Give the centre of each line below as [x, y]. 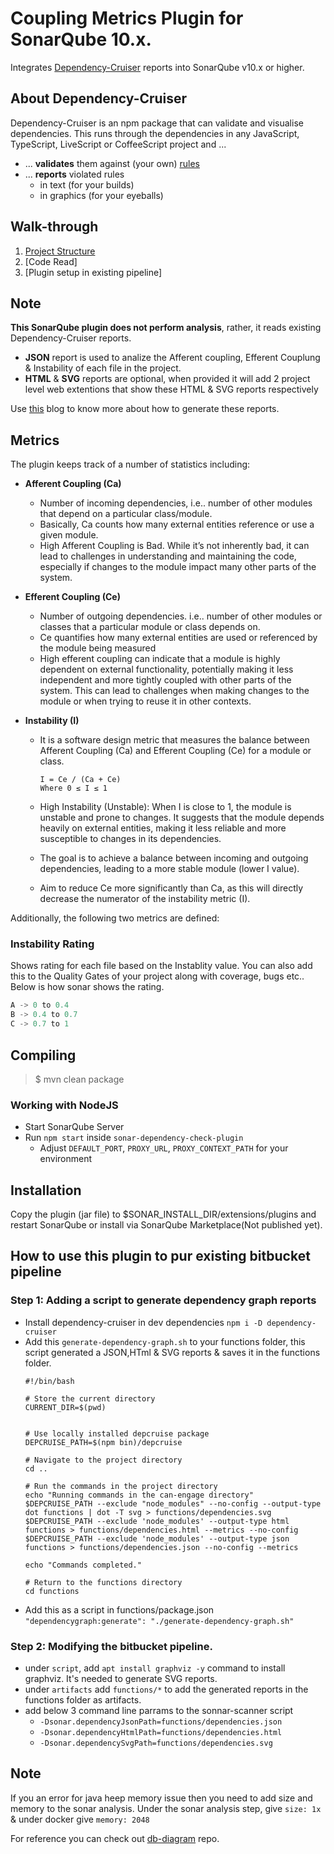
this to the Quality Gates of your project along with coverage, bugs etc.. [157, 976]
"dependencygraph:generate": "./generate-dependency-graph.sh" [159, 1621]
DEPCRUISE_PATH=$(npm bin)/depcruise [103, 1442]
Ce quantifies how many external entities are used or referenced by [178, 638]
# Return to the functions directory [103, 1582]
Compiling [43, 1055]
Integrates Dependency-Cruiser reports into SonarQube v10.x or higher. [157, 67]
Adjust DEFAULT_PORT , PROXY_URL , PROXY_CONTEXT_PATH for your [164, 1148]
